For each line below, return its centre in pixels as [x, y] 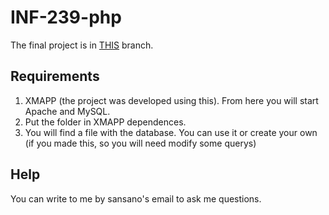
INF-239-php [66, 17]
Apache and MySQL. [67, 111]
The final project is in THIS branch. [82, 45]
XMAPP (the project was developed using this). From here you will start [171, 100]
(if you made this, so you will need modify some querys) [140, 143]
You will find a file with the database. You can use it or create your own [171, 132]
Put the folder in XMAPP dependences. [105, 122]
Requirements [55, 76]
